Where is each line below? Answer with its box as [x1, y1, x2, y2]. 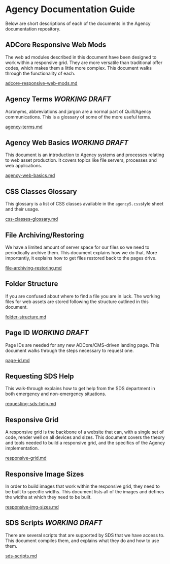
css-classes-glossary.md [5, 216, 58, 222]
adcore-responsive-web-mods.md [5, 80, 78, 86]
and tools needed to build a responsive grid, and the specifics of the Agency [5, 440, 165, 446]
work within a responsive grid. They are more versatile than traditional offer [5, 60, 163, 66]
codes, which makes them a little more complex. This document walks [5, 65, 152, 71]
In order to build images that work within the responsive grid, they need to [5, 483, 160, 489]
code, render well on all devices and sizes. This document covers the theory [5, 434, 165, 440]
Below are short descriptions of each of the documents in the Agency [5, 20, 151, 26]
